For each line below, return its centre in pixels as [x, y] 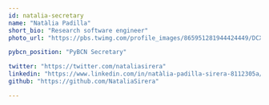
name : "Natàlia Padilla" [50, 23]
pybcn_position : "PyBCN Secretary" [68, 52]
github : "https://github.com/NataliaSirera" [84, 81]
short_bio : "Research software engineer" [78, 30]
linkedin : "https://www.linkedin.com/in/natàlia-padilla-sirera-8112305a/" [137, 74]
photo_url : [26, 38]
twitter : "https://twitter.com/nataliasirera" [87, 67]
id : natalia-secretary [46, 16]
